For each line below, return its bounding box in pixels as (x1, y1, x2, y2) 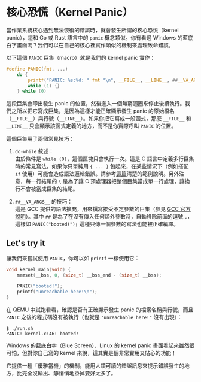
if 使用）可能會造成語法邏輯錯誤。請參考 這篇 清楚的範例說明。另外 (14, 170, 179, 177)
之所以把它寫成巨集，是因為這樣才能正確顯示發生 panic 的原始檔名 (11, 107, 175, 114)
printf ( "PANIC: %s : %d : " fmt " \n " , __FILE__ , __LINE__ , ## (28, 77, 178, 83)
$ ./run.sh (6, 325, 33, 331)
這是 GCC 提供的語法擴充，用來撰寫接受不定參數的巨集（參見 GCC (14, 205, 179, 213)
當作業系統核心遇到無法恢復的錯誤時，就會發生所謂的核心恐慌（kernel (6, 26, 179, 34)
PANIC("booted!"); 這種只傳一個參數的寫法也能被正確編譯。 (32, 220, 179, 228)
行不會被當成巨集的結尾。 (14, 185, 78, 192)
